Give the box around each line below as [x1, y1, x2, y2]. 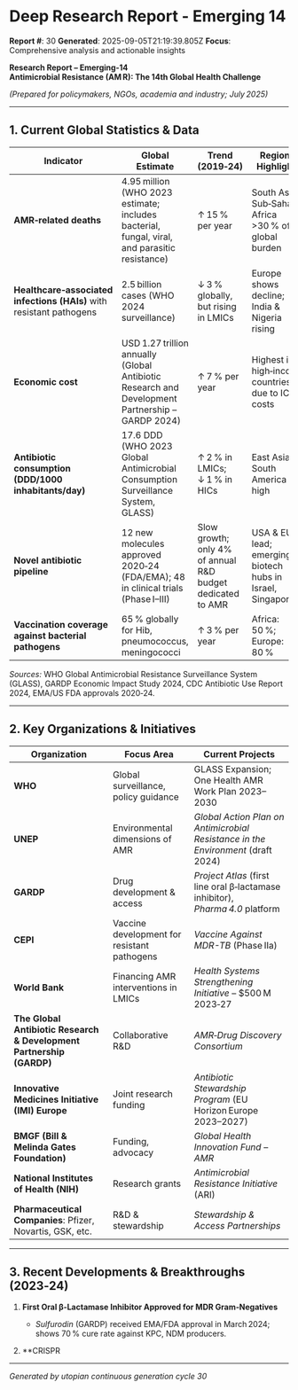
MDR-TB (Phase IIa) [193, 939, 278, 951]
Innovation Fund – [193, 1141, 269, 1153]
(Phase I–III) [121, 592, 170, 605]
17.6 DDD [121, 428, 163, 441]
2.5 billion [121, 277, 162, 290]
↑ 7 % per [197, 370, 239, 382]
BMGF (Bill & [13, 1129, 68, 1142]
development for [112, 928, 182, 941]
